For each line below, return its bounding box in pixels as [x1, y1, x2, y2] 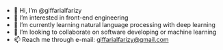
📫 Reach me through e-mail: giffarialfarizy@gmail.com [13, 36, 169, 43]
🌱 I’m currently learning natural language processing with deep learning [13, 21, 215, 28]
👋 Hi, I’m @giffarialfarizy [13, 7, 82, 14]
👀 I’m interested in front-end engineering [13, 14, 129, 22]
